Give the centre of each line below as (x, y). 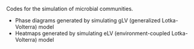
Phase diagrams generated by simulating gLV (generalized (88, 20)
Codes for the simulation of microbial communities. (70, 9)
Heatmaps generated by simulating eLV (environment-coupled (92, 33)
